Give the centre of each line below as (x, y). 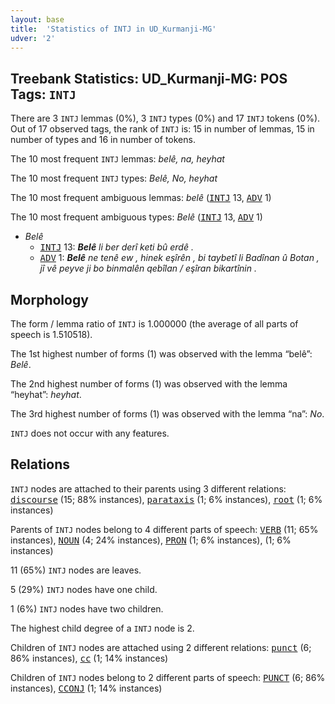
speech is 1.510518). (51, 334)
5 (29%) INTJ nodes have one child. (84, 589)
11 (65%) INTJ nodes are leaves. (76, 570)
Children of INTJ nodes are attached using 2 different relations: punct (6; (161, 647)
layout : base (37, 19)
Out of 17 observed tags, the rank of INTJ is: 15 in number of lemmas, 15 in (162, 129)
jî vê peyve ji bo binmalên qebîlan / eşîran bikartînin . (148, 268)
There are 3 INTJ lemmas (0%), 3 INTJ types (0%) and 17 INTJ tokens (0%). (165, 118)
